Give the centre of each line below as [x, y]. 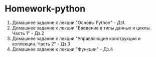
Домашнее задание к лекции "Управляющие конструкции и [76, 38]
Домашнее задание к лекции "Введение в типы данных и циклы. [82, 27]
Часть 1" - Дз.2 [28, 33]
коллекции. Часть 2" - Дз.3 [41, 43]
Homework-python [45, 9]
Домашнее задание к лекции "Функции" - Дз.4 [62, 49]
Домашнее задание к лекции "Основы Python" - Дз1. [69, 22]
